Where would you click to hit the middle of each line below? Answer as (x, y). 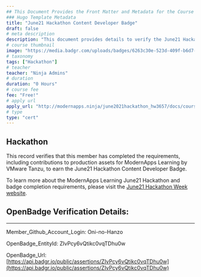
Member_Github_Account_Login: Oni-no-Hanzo (65, 232)
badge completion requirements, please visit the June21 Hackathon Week (97, 187)
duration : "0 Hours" (32, 84)
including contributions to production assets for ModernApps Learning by (97, 163)
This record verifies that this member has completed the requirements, (93, 156)
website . (17, 193)
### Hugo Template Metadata (41, 17)
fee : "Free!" (22, 95)
